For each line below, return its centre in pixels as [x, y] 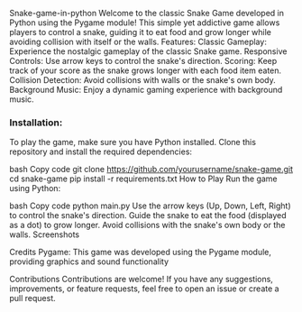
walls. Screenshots [44, 234]
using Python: [35, 188]
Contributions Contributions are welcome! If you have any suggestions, [141, 280]
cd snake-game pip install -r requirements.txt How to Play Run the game [143, 179]
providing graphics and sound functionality [89, 262]
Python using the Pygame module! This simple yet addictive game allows [145, 23]
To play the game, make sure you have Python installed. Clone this [133, 142]
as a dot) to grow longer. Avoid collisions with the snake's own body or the [147, 225]
